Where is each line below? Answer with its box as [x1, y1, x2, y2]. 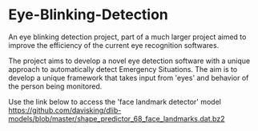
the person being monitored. [8, 81, 103, 91]
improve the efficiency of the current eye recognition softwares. [8, 40, 220, 50]
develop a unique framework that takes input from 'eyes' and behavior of [8, 73, 249, 82]
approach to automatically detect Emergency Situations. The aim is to [8, 64, 238, 73]
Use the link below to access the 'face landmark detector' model [8, 97, 222, 106]
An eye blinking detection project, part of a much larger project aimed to [8, 32, 247, 42]
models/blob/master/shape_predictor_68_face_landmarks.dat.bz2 [8, 113, 225, 123]
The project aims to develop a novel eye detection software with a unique [8, 56, 251, 65]
